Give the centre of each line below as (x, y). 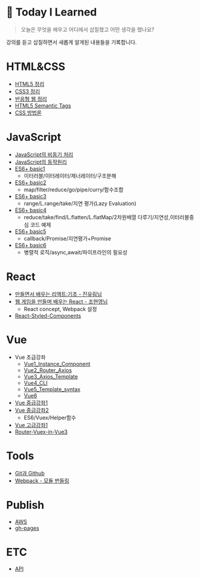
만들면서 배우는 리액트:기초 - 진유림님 (59, 294)
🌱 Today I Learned (52, 12)
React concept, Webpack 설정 (60, 309)
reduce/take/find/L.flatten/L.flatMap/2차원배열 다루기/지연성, (97, 217)
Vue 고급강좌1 (31, 425)
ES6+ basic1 (30, 168)
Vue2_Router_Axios (48, 370)
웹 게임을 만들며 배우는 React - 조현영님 (61, 302)
